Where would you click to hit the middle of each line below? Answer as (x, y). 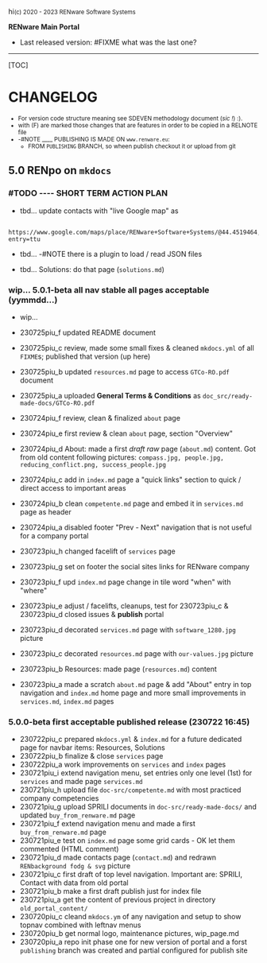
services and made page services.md (81, 782)
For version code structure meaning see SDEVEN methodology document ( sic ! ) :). (130, 118)
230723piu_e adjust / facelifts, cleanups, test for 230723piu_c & (124, 606)
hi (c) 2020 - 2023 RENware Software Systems (72, 12)
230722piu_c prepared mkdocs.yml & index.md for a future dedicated (131, 740)
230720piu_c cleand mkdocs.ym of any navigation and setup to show (130, 917)
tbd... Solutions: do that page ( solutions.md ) (92, 269)
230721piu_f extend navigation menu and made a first (108, 824)
